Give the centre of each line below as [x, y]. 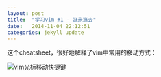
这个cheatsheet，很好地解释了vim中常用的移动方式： [82, 52]
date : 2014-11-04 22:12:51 [49, 26]
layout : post [26, 13]
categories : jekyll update [46, 32]
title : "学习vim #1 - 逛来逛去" [52, 20]
